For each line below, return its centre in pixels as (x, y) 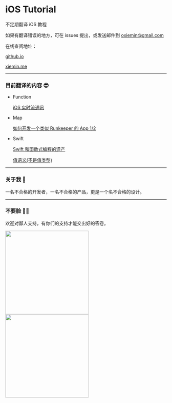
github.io (15, 56)
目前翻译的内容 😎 (27, 85)
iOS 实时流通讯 (28, 108)
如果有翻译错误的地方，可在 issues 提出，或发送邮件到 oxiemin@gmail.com (84, 35)
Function (22, 97)
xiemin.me (16, 66)
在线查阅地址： (21, 46)
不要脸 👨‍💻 (17, 211)
